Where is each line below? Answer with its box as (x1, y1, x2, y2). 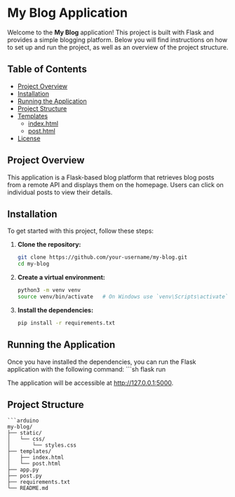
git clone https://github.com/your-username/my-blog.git (17, 254, 188, 261)
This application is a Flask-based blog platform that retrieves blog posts (7, 173, 215, 182)
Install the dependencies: (17, 306, 93, 314)
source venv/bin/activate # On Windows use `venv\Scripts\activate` (17, 293, 229, 300)
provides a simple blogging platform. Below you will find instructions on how (7, 35, 228, 43)
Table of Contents (7, 63, 88, 75)
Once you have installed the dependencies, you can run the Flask (7, 358, 196, 366)
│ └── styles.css (7, 442, 77, 449)
